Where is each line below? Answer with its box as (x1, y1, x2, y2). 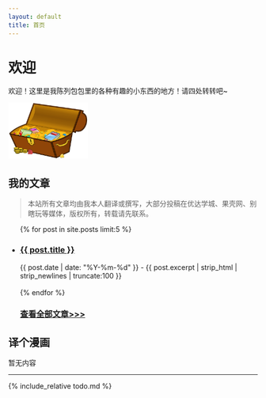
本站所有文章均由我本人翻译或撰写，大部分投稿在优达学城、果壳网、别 (27, 199, 257, 209)
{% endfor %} (19, 287, 66, 297)
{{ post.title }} (19, 244, 75, 256)
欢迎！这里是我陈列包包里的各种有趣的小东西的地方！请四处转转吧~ (8, 86, 228, 96)
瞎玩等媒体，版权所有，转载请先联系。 (27, 209, 153, 218)
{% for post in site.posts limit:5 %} (19, 225, 132, 234)
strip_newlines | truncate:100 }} (19, 271, 123, 280)
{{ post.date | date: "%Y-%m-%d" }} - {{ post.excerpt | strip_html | (19, 262, 237, 272)
